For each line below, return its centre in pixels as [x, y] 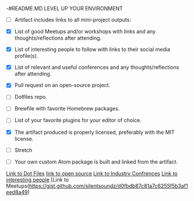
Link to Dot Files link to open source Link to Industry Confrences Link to [92, 173]
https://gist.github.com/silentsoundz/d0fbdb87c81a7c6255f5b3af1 [108, 186]
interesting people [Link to [37, 179]
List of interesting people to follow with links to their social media [92, 50]
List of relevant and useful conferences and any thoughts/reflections [97, 67]
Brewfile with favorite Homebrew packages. [67, 109]
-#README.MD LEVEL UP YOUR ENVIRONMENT [65, 8]
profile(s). [26, 56]
